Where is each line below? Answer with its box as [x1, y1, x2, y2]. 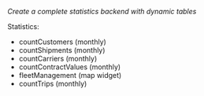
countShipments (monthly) [18, 46, 106, 54]
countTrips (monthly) [18, 79, 87, 88]
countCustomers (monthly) [18, 37, 107, 46]
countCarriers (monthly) [18, 54, 98, 63]
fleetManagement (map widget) [18, 71, 122, 79]
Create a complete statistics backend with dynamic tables [7, 7, 197, 16]
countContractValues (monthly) [18, 62, 121, 72]
